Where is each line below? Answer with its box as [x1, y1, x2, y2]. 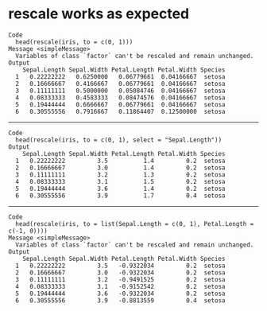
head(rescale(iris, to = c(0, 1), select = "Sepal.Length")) [15, 136, 222, 144]
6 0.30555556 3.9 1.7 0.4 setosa [15, 192, 226, 200]
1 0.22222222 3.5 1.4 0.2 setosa [15, 157, 226, 165]
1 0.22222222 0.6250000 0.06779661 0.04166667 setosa [15, 72, 226, 80]
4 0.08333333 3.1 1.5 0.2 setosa [15, 177, 226, 185]
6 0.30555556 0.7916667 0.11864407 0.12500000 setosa [15, 107, 226, 115]
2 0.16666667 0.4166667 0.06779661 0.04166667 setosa [15, 80, 226, 87]
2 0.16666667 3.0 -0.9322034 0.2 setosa [15, 268, 226, 277]
